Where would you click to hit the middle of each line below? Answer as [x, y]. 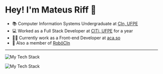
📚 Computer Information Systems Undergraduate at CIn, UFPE [75, 23]
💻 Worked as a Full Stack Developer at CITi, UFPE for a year [73, 30]
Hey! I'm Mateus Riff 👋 [51, 10]
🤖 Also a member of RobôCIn [41, 43]
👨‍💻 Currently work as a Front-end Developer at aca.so [66, 38]
